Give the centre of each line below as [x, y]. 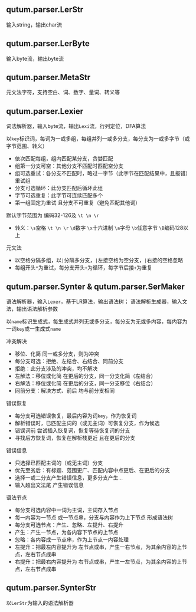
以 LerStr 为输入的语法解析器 [40, 603]
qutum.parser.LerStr [45, 10]
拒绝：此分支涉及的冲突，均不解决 [56, 368]
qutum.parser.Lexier [45, 111]
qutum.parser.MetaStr [48, 78]
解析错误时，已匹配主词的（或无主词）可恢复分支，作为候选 [87, 423]
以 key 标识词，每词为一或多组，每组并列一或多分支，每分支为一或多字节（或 [98, 139]
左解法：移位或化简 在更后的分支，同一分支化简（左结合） [85, 376]
